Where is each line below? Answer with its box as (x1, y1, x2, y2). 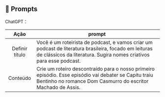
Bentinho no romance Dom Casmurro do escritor (36, 77, 149, 84)
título (14, 51, 26, 58)
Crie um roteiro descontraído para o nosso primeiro (36, 65, 155, 72)
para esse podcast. (36, 57, 81, 64)
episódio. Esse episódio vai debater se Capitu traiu (36, 71, 153, 78)
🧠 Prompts (5, 5, 38, 13)
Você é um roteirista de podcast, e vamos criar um (36, 39, 153, 46)
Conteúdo (8, 74, 31, 81)
